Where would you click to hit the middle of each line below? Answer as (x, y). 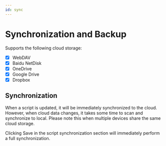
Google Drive (26, 74)
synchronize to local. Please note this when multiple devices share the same (83, 118)
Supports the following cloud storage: (44, 48)
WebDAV (21, 57)
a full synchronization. (28, 138)
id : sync (14, 10)
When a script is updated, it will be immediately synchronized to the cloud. (81, 107)
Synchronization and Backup (66, 34)
